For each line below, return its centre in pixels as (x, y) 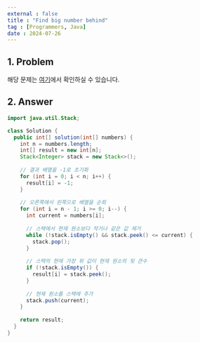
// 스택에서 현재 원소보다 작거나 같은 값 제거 (84, 229)
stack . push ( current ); (58, 300)
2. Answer (30, 102)
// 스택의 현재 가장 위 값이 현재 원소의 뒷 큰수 (86, 261)
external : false (33, 14)
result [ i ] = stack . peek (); (72, 274)
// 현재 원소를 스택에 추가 (59, 294)
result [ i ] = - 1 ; (49, 183)
